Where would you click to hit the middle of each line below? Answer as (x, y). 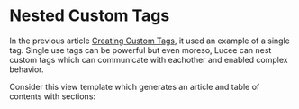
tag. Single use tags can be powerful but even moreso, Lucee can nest (140, 50)
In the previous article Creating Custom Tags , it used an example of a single (149, 41)
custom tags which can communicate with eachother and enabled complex (149, 59)
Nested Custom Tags (90, 16)
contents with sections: (53, 96)
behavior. (27, 69)
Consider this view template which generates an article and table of (135, 86)
